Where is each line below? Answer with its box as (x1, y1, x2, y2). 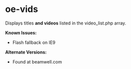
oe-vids (5, 3, 38, 15)
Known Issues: (5, 29, 37, 35)
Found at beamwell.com (12, 58, 62, 64)
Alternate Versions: (5, 49, 47, 55)
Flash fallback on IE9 (12, 39, 56, 45)
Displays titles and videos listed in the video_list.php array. (5, 20, 126, 26)
